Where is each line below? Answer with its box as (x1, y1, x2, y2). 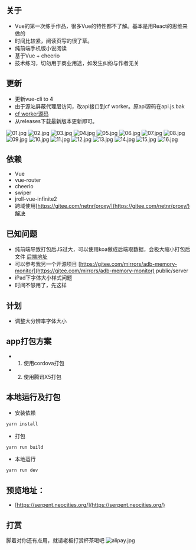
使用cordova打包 (23, 359, 65, 366)
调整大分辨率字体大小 (14, 317, 67, 324)
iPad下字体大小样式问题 (14, 274, 73, 281)
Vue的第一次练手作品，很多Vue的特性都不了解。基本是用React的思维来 (14, 22, 188, 30)
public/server (155, 267, 189, 274)
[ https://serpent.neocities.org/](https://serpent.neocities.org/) (14, 501, 165, 509)
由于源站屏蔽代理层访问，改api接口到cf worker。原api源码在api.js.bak (14, 102, 185, 110)
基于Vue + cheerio (14, 52, 60, 59)
